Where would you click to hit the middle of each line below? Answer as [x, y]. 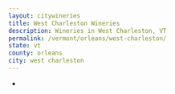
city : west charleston [46, 61]
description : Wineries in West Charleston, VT [87, 31]
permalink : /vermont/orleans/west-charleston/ [87, 38]
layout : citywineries [45, 16]
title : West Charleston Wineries [64, 23]
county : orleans [35, 53]
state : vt [25, 46]
